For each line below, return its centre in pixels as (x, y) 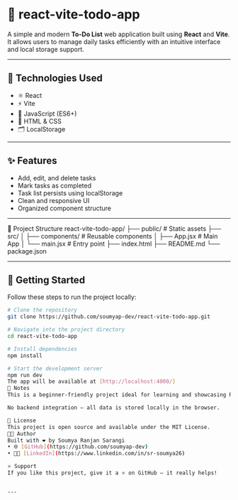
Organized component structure (64, 208)
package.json (27, 251)
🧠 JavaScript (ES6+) (47, 114)
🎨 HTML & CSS (40, 121)
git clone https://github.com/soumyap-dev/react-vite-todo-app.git (109, 317)
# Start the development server (55, 369)
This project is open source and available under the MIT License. (109, 427)
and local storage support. (46, 49)
